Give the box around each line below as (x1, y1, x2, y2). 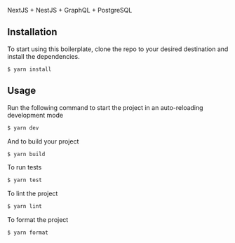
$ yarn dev (7, 124, 39, 132)
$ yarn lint (7, 203, 42, 210)
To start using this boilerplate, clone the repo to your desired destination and (7, 45, 229, 53)
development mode (7, 111, 64, 119)
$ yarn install (7, 66, 52, 73)
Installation (7, 26, 58, 38)
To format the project (7, 216, 69, 224)
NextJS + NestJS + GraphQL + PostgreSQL (7, 6, 133, 14)
